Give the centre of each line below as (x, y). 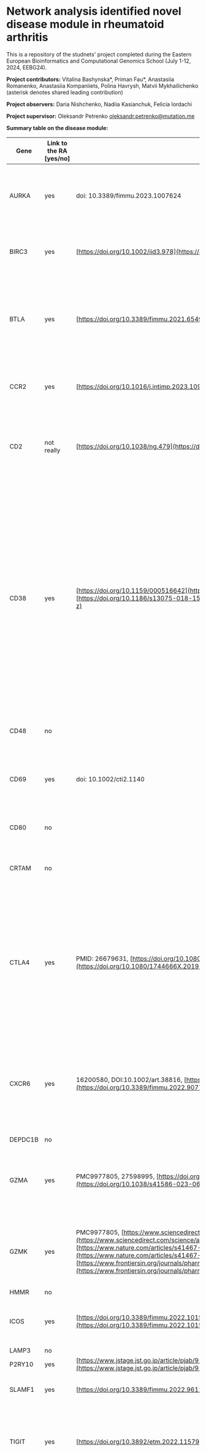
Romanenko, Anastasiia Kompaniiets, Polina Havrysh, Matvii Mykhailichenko (102, 86)
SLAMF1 (22, 1389)
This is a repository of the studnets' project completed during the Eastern (99, 54)
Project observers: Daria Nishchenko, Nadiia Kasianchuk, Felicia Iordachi (99, 104)
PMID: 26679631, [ (104, 958)
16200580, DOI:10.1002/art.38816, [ (131, 1080)
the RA (57, 150)
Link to (57, 143)
